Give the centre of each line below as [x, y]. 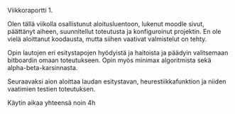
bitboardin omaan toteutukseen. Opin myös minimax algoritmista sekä [109, 60]
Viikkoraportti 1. [30, 10]
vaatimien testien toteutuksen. [51, 89]
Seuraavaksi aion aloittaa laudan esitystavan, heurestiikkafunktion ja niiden [117, 81]
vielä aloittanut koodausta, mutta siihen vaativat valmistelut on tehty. [107, 39]
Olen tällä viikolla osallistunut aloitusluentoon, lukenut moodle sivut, [106, 24]
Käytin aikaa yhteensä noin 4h [51, 103]
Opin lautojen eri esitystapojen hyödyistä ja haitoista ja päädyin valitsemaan [118, 53]
